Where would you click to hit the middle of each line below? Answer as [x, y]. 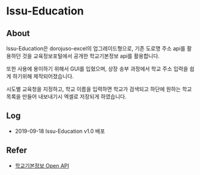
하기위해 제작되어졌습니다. [43, 76]
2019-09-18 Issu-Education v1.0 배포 [60, 131]
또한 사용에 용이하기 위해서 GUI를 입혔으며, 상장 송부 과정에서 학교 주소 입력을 [97, 69]
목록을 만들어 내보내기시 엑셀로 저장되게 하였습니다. [66, 97]
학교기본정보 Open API [42, 165]
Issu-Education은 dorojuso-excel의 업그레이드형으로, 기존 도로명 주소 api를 [96, 48]
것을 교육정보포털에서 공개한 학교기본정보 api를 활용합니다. [91, 56]
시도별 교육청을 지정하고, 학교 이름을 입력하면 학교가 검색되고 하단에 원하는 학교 [99, 89]
